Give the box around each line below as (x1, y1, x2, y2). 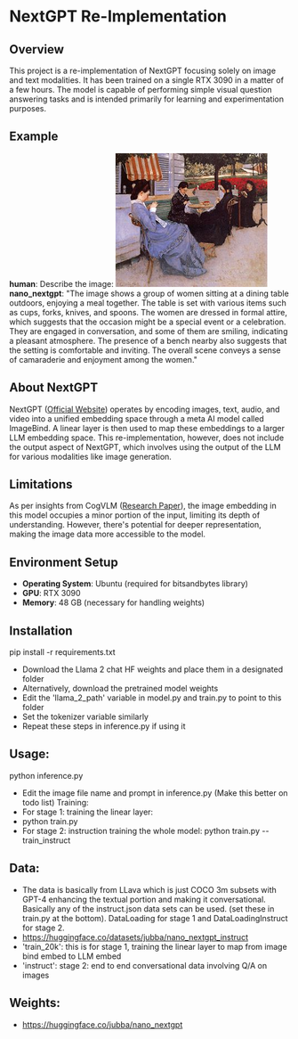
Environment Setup (9, 554, 118, 569)
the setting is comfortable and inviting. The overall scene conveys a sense (9, 345, 281, 356)
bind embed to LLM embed (21, 951, 122, 961)
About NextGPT (9, 380, 99, 396)
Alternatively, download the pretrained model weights (21, 683, 219, 694)
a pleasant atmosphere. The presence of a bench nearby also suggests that (9, 335, 287, 346)
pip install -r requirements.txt (9, 647, 116, 658)
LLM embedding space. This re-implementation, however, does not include (9, 432, 285, 443)
